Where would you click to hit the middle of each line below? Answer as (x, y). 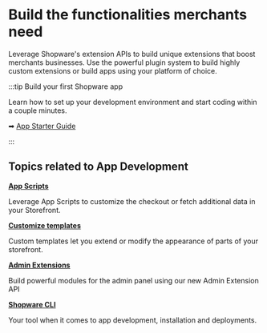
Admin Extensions (39, 265)
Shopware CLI (32, 304)
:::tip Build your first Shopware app (65, 86)
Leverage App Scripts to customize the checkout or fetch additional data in (132, 201)
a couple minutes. (38, 110)
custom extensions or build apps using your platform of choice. (113, 70)
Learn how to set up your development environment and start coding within (133, 102)
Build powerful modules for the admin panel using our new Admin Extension (133, 280)
